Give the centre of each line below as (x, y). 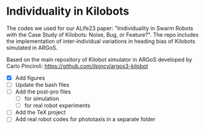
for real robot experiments (57, 106)
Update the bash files (42, 85)
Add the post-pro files (43, 92)
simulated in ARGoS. (32, 48)
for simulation (42, 98)
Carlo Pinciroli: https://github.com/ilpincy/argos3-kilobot (77, 66)
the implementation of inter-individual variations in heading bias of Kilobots (101, 41)
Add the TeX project (40, 112)
